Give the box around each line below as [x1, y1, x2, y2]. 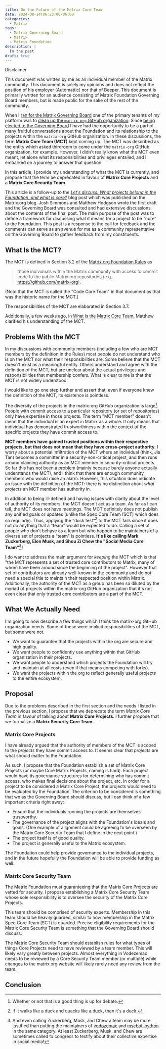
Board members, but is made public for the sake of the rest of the [5, 98, 138, 103]
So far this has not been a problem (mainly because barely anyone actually [5, 465, 158, 471]
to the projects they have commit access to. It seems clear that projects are [5, 747, 159, 753]
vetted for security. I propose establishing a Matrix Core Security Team [5, 889, 150, 895]
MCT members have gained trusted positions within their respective [5, 439, 148, 445]
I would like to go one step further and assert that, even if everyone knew [5, 387, 154, 393]
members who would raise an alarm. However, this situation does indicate [5, 475, 155, 481]
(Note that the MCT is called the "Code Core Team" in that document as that [5, 289, 161, 295]
